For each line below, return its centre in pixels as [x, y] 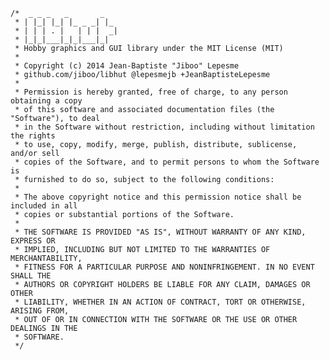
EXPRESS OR [33, 241]
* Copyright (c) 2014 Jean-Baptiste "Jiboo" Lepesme [127, 66]
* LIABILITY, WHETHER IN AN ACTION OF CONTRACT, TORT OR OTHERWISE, [160, 302]
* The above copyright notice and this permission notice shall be [158, 197]
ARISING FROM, [40, 311]
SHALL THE [31, 276]
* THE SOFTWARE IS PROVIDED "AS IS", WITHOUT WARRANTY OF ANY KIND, [160, 232]
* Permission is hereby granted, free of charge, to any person [151, 92]
